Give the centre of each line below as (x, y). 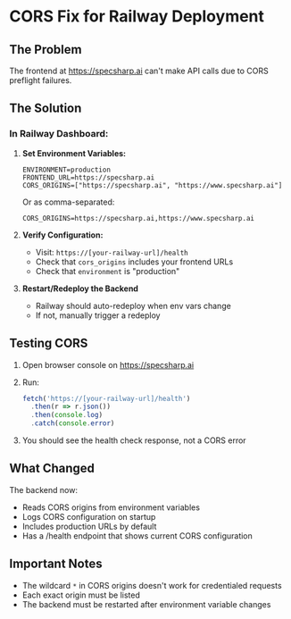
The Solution (46, 109)
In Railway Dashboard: (59, 134)
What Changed (52, 468)
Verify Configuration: (62, 235)
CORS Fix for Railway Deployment (137, 17)
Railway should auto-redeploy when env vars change (133, 305)
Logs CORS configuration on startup (89, 516)
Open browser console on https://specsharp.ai (108, 364)
